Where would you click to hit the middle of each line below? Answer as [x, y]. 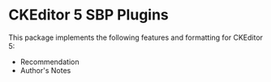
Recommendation [49, 62]
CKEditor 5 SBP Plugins [88, 15]
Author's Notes [45, 70]
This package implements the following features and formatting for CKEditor [136, 37]
